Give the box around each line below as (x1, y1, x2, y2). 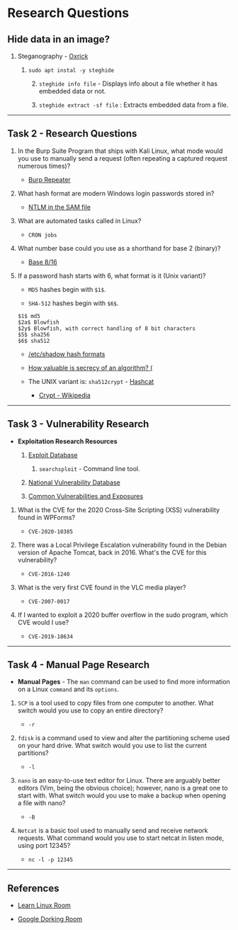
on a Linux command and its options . (17, 685, 119, 693)
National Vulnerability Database (28, 478, 120, 487)
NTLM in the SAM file (28, 203, 91, 211)
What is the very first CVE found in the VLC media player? (17, 583, 186, 591)
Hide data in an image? (7, 33, 110, 45)
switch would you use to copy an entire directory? (17, 706, 164, 715)
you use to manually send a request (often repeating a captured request (17, 154, 228, 162)
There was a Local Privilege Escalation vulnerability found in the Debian (17, 540, 227, 549)
